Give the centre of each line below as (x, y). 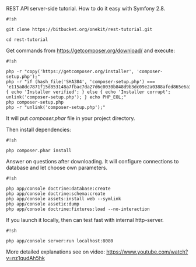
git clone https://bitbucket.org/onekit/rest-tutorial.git (79, 29)
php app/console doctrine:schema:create (56, 194)
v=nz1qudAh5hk (25, 258)
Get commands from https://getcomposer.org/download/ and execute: (90, 50)
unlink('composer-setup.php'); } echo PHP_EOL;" (66, 97)
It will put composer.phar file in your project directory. (71, 118)
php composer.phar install (39, 150)
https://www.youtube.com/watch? (147, 252)
